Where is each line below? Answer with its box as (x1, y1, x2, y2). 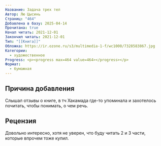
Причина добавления (5, 84, 75, 93)
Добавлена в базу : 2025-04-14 (5, 21, 67, 26)
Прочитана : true (5, 25, 38, 30)
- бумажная (9, 67, 32, 72)
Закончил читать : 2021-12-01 (5, 35, 65, 40)
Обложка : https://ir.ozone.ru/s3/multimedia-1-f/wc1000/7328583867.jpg (5, 44, 155, 49)
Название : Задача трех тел (5, 7, 61, 12)
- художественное (9, 52, 45, 58)
